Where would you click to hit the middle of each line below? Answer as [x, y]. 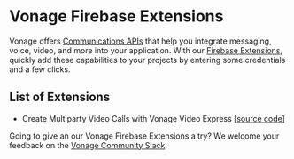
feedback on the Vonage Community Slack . [89, 145]
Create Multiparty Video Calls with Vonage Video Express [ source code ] [154, 118]
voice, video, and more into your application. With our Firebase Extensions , [146, 50]
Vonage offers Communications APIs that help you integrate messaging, [140, 41]
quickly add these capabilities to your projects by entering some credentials [147, 60]
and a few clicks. [40, 69]
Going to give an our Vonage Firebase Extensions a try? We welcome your [144, 136]
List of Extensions [60, 97]
